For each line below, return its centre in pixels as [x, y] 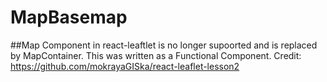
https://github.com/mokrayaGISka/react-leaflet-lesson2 [125, 66]
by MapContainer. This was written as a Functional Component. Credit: [156, 55]
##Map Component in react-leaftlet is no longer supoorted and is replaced [164, 45]
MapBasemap [69, 17]
